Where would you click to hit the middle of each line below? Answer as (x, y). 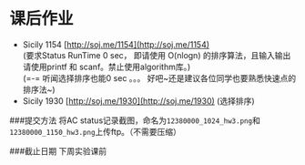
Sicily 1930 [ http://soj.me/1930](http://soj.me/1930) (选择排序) (138, 100)
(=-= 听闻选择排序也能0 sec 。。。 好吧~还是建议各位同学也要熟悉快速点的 (159, 77)
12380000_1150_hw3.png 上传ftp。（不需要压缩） (96, 131)
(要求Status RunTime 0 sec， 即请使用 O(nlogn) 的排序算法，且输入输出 (157, 55)
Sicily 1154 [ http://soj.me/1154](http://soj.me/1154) (116, 44)
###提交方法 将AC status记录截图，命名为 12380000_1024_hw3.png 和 (135, 120)
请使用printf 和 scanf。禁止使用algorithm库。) (107, 67)
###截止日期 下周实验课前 (58, 150)
